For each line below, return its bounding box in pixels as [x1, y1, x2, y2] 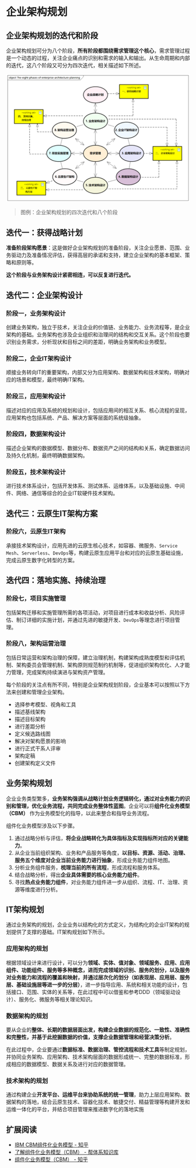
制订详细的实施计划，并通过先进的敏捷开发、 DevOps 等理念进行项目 [16, 616, 175, 623]
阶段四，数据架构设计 [6, 430, 66, 438]
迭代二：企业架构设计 [6, 290, 83, 300]
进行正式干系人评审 [14, 745, 61, 752]
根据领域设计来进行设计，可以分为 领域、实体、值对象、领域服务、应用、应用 [6, 959, 190, 966]
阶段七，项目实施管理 [6, 594, 66, 602]
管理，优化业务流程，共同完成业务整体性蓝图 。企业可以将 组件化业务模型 [16, 802, 190, 809]
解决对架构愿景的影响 [14, 737, 66, 744]
